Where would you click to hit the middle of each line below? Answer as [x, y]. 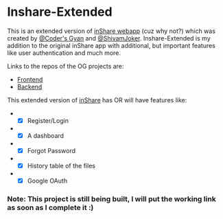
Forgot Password [51, 151]
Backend [30, 87]
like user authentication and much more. [64, 53]
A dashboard [45, 136]
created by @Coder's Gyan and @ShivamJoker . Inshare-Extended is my [109, 38]
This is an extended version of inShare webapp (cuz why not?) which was [111, 31]
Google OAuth [47, 181]
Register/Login [48, 120]
